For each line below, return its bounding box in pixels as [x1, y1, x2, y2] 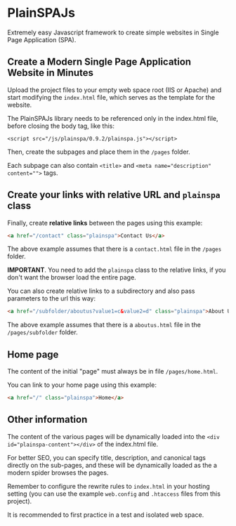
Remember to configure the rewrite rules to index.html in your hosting [7, 482, 211, 490]
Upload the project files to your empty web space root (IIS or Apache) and [7, 86, 222, 94]
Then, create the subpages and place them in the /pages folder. [7, 147, 191, 156]
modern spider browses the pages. [7, 468, 109, 477]
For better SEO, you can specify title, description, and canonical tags [7, 453, 206, 461]
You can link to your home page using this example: [7, 381, 157, 389]
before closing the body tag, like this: [7, 121, 114, 130]
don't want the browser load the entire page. [7, 273, 137, 282]
